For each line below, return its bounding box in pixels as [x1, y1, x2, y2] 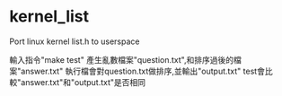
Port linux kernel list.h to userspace [9, 36, 140, 47]
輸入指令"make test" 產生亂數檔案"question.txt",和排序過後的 [9, 54, 234, 65]
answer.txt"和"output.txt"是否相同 [21, 76, 146, 87]
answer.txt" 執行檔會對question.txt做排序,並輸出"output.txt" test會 [21, 65, 265, 76]
